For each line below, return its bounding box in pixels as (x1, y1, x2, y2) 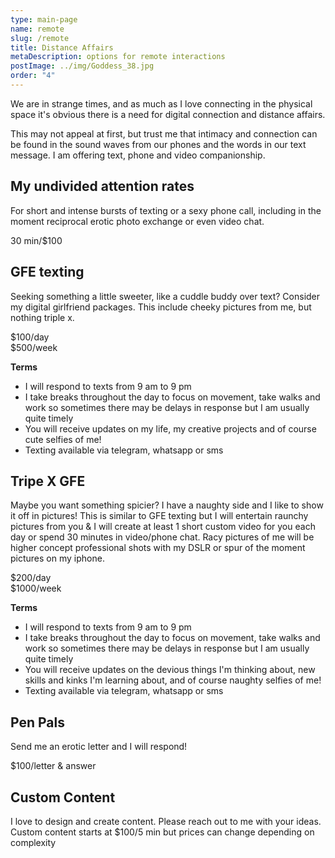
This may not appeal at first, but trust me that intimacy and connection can (10, 127, 318, 140)
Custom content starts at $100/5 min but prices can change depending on (10, 826, 315, 838)
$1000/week (10, 582, 62, 595)
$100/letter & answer (10, 760, 97, 772)
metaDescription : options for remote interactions (10, 52, 226, 62)
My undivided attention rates (10, 178, 195, 195)
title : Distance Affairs (10, 42, 114, 53)
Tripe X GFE (10, 472, 86, 490)
